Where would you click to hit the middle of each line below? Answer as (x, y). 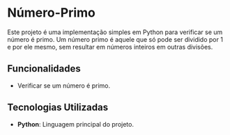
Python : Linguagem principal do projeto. (76, 124)
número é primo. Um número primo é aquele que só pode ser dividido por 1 (115, 39)
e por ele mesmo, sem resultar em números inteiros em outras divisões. (110, 47)
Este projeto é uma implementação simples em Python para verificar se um (115, 32)
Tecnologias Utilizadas (58, 108)
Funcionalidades (44, 69)
